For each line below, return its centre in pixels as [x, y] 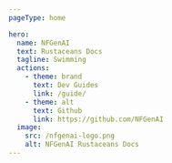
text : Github [57, 110]
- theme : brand [54, 77]
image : [29, 127]
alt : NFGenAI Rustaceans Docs [82, 145]
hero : [19, 34]
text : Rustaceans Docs [60, 51]
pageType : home [37, 18]
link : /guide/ [60, 93]
